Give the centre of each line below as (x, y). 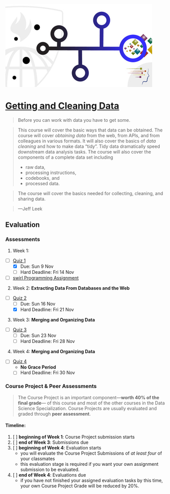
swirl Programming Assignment (46, 277)
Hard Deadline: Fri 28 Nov (47, 341)
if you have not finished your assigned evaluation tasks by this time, (92, 480)
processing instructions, (51, 173)
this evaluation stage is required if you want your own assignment (89, 464)
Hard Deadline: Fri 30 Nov (47, 373)
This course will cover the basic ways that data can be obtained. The (90, 130)
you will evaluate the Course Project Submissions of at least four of (91, 453)
